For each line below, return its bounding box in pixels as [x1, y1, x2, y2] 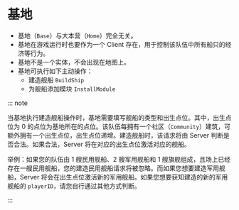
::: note [7, 99, 28, 107]
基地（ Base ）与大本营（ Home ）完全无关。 [17, 31, 137, 40]
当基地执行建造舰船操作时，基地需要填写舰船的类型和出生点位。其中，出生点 [7, 113, 232, 121]
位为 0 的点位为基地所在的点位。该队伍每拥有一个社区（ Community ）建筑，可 [7, 122, 231, 131]
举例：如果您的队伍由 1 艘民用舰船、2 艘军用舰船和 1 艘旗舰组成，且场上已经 [7, 155, 231, 163]
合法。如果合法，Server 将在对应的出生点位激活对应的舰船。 [13, 140, 191, 148]
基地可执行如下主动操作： [17, 67, 93, 75]
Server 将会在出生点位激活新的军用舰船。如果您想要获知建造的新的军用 [19, 172, 228, 181]
